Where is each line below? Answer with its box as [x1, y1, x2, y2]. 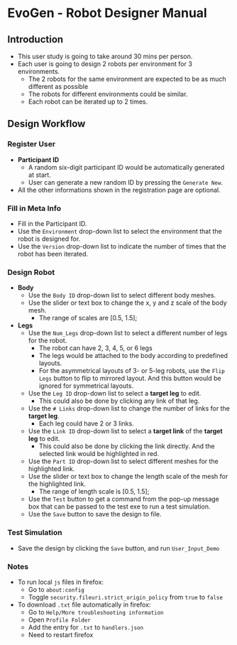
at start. [28, 170, 51, 179]
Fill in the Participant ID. [17, 219, 87, 228]
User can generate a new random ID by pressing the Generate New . [28, 178, 224, 186]
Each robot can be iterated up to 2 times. [28, 97, 148, 106]
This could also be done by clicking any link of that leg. [38, 396, 200, 406]
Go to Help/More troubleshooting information [28, 607, 165, 616]
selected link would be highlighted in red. [38, 450, 160, 458]
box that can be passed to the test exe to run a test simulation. [28, 502, 211, 511]
